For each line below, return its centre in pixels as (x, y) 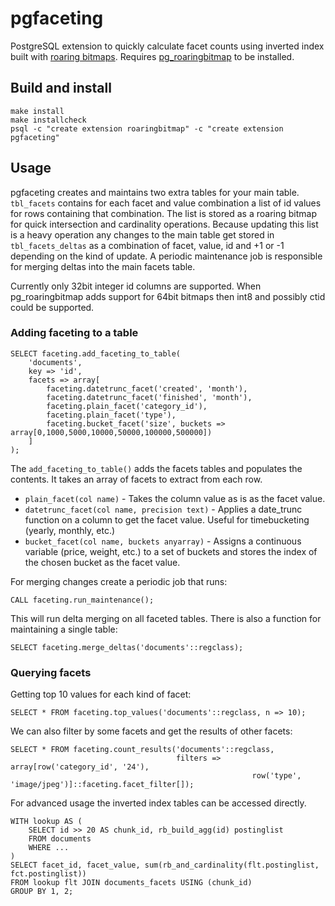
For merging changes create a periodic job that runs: (119, 581)
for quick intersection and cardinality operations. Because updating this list (164, 224)
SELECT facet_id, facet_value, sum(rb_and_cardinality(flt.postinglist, (165, 865)
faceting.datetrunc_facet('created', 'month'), (147, 388)
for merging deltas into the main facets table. (103, 266)
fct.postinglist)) (48, 874)
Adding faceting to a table (74, 333)
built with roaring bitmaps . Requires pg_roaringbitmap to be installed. (152, 56)
